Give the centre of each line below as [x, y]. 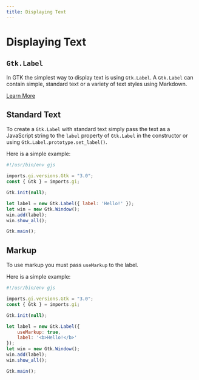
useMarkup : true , [39, 332]
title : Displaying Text [36, 12]
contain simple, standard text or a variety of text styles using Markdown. [97, 84]
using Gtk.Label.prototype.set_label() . [57, 142]
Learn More [21, 95]
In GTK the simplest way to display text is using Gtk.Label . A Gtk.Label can [100, 77]
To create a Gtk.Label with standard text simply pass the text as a [88, 129]
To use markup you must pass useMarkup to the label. [72, 265]
